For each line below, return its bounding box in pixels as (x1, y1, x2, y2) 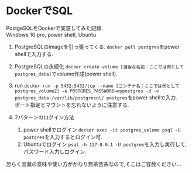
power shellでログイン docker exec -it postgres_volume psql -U (23, 126, 181, 133)
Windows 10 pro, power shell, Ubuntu (6, 31, 97, 38)
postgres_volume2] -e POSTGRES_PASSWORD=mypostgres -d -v (14, 88, 159, 94)
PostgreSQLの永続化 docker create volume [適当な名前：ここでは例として (14, 63, 184, 70)
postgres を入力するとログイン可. (23, 133, 102, 140)
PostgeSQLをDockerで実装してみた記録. (6, 25, 104, 32)
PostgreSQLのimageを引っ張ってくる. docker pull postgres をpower (14, 43, 180, 50)
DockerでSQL (6, 4, 73, 18)
